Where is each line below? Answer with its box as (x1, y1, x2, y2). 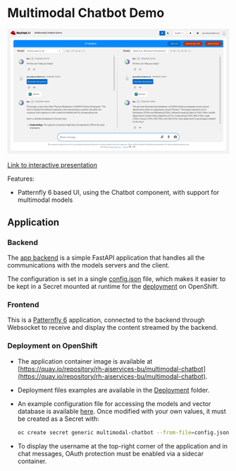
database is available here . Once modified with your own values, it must (17, 407, 227, 415)
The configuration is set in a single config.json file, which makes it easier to (7, 275, 226, 283)
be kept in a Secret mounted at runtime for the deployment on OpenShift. (7, 282, 219, 291)
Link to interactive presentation (7, 161, 97, 169)
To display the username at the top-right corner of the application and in (17, 441, 228, 450)
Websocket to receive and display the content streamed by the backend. (7, 323, 218, 332)
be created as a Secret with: (17, 415, 100, 423)
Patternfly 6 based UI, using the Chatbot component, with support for (17, 189, 220, 197)
